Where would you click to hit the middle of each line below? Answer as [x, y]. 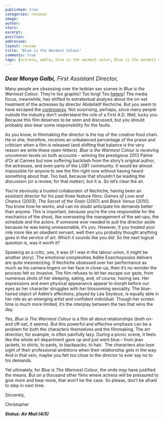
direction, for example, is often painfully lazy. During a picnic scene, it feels [81, 334]
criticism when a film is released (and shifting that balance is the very [75, 145]
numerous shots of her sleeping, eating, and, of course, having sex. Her [77, 278]
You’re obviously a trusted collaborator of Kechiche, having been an [73, 191]
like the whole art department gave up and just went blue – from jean [74, 340]
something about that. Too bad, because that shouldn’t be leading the [75, 176]
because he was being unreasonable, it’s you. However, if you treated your [80, 227]
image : [12, 19]
